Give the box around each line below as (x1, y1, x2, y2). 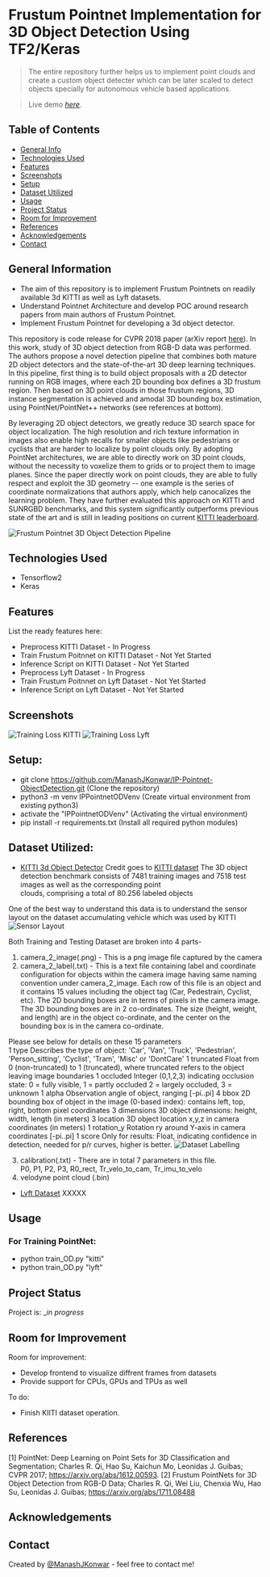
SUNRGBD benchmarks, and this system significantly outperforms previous (8, 503, 260, 514)
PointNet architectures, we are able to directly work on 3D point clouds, (8, 452, 246, 462)
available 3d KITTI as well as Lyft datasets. (19, 292, 161, 302)
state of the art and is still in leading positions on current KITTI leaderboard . (8, 512, 260, 522)
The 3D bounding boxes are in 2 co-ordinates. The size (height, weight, (19, 1003, 258, 1013)
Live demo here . (27, 99, 82, 109)
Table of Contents (8, 123, 101, 137)
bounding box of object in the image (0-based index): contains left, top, (8, 1096, 246, 1106)
